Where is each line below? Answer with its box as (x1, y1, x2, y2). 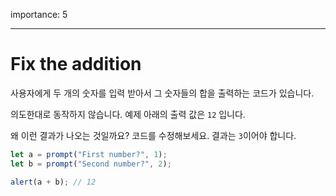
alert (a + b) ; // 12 (10, 177, 97, 187)
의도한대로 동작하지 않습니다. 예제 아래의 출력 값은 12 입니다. (10, 108, 246, 120)
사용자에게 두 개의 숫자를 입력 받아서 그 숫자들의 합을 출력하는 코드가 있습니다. (10, 87, 315, 99)
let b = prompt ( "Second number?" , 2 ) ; (10, 159, 172, 169)
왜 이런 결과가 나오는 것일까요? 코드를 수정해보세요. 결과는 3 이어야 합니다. (10, 129, 297, 141)
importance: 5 (10, 9, 68, 20)
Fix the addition (10, 53, 142, 76)
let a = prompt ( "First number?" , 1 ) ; (10, 149, 168, 159)
